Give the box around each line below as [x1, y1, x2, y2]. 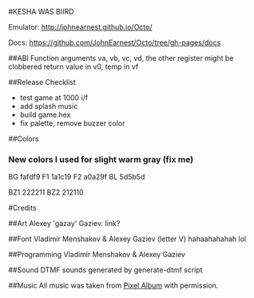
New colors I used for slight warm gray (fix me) [8, 154, 194, 165]
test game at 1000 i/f [19, 93, 89, 103]
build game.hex [19, 110, 71, 119]
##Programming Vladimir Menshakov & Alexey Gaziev [8, 250, 186, 260]
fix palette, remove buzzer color [19, 119, 125, 127]
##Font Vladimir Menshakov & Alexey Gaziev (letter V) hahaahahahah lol [8, 234, 246, 244]
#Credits [8, 203, 38, 213]
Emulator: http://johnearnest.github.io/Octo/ [8, 22, 153, 31]
